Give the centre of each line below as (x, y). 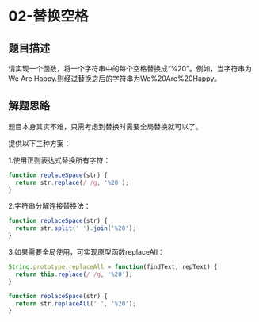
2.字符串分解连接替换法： (50, 206)
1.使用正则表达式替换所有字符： (59, 160)
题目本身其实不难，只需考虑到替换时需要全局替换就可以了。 (105, 126)
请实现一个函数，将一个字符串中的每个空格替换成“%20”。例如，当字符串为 (130, 69)
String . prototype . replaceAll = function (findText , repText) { (113, 267)
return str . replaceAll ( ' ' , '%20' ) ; (76, 303)
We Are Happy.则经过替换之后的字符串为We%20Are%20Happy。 (115, 79)
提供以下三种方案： (40, 143)
